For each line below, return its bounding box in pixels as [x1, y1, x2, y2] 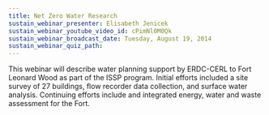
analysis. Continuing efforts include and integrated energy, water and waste [8, 90, 262, 100]
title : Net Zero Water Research [8, 11, 117, 20]
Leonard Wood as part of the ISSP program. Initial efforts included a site [8, 73, 249, 83]
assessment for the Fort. [8, 99, 91, 109]
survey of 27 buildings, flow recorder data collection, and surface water [8, 82, 248, 92]
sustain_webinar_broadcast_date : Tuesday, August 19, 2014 [8, 34, 212, 43]
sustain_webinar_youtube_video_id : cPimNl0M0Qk [8, 27, 173, 35]
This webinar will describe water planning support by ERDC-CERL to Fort [8, 64, 252, 74]
